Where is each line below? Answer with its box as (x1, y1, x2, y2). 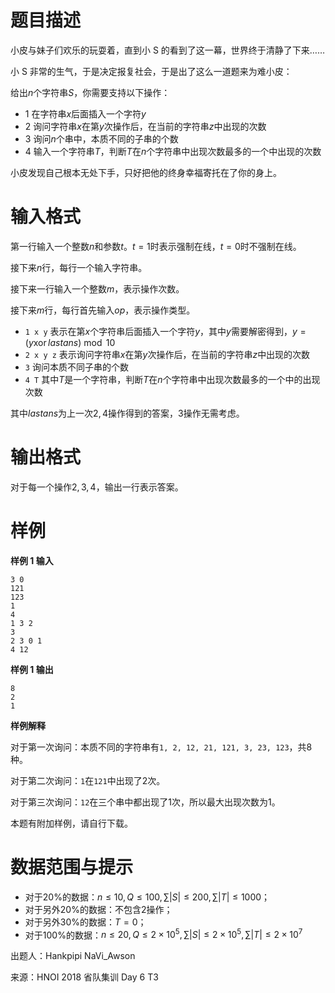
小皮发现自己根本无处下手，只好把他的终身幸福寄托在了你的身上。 (10, 166, 282, 178)
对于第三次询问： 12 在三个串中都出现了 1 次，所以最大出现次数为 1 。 (10, 796, 281, 808)
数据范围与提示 (10, 856, 134, 878)
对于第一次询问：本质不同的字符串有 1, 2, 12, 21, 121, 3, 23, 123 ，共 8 (10, 741, 313, 753)
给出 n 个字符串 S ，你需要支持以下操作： (10, 86, 171, 98)
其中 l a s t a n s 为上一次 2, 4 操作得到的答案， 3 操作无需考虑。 (10, 407, 245, 419)
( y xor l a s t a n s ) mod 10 (24, 336, 116, 348)
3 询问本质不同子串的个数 (24, 361, 129, 373)
